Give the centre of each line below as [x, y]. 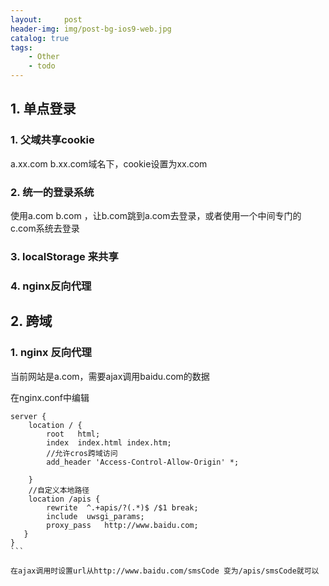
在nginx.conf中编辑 [50, 397]
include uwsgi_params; [95, 516]
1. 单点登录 [43, 109]
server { [28, 416]
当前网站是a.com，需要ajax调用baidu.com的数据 [110, 376]
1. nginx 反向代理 [51, 353]
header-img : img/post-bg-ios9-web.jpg [91, 29]
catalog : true [40, 38]
